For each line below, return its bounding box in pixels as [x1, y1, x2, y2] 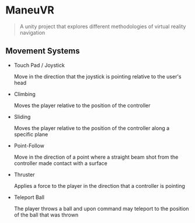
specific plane [13, 131, 48, 138]
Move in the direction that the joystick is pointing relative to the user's [13, 73, 182, 80]
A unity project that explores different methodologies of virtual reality [19, 23, 186, 30]
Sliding [13, 113, 31, 120]
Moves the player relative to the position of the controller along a [13, 124, 170, 132]
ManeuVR [5, 4, 55, 17]
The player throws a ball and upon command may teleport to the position [13, 205, 189, 212]
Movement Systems [5, 46, 80, 56]
